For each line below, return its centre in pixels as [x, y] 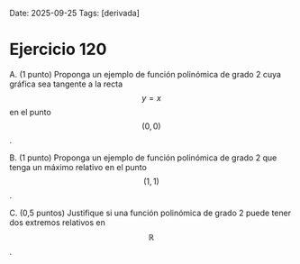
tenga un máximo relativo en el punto [78, 167]
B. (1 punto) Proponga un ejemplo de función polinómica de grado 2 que [143, 158]
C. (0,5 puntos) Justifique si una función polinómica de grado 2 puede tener [150, 213]
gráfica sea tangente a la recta [66, 84]
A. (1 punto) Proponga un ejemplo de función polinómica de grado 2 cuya [145, 74]
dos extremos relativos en [57, 222]
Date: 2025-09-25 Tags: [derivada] [74, 13]
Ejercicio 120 [58, 50]
